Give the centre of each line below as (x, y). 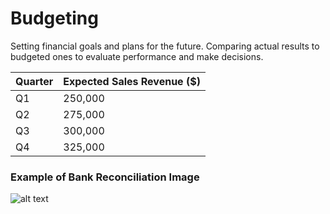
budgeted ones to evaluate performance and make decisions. (137, 56)
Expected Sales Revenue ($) (132, 81)
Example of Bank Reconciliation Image (105, 177)
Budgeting (54, 18)
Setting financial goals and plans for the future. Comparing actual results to (165, 46)
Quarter (34, 81)
